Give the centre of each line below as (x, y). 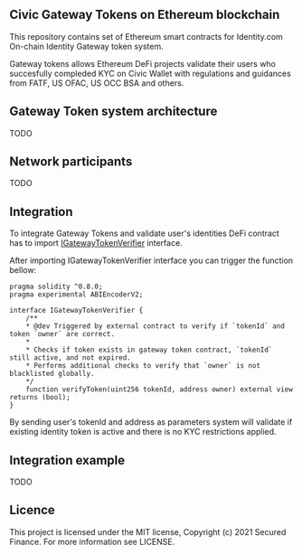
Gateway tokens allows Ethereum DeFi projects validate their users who (143, 63)
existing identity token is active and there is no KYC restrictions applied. (143, 432)
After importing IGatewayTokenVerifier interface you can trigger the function (151, 260)
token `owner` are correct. (62, 334)
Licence (33, 510)
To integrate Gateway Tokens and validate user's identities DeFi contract (145, 233)
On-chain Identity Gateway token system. (87, 46)
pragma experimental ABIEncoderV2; (76, 295)
